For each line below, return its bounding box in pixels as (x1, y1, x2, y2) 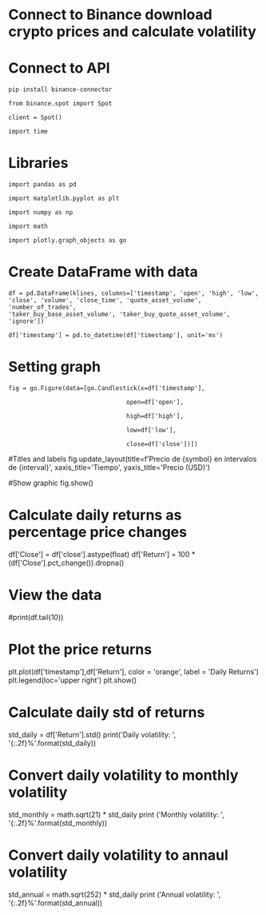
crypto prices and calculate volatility (8, 22, 257, 41)
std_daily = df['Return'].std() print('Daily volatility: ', (8, 730, 177, 739)
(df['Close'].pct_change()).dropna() (8, 558, 125, 567)
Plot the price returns (8, 641, 153, 658)
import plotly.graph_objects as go (8, 237, 127, 245)
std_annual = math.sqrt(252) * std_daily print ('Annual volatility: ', (8, 889, 221, 899)
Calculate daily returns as (8, 506, 182, 524)
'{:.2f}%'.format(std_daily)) (8, 738, 97, 748)
